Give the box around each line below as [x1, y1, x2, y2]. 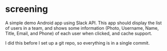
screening [5, 3, 48, 15]
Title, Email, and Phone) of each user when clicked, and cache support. [5, 30, 152, 36]
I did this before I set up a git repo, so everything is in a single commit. [5, 40, 150, 46]
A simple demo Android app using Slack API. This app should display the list [5, 20, 162, 26]
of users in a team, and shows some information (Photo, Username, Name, [5, 25, 159, 31]
